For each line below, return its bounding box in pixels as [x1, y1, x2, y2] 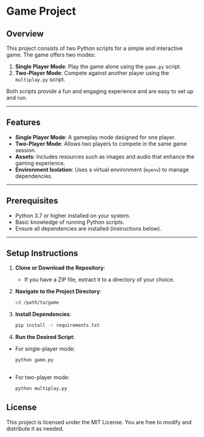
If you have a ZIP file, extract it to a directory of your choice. [24, 276, 175, 284]
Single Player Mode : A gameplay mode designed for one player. [15, 133, 176, 141]
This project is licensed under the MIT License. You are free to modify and [6, 418, 192, 425]
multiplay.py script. [15, 76, 66, 83]
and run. [6, 94, 27, 101]
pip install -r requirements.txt [15, 323, 100, 329]
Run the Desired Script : [15, 334, 75, 341]
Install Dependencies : [15, 310, 72, 318]
